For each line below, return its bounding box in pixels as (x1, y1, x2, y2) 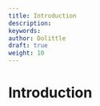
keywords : (8, 26, 42, 35)
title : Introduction (8, 11, 78, 20)
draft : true (8, 42, 48, 50)
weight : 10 (8, 49, 45, 57)
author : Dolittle (8, 34, 66, 43)
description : (8, 19, 52, 27)
